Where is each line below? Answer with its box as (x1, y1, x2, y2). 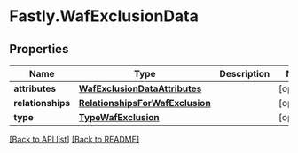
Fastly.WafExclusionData (9, 6, 200, 27)
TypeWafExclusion (78, 111, 160, 123)
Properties (9, 42, 69, 57)
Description (219, 68, 271, 80)
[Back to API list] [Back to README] (9, 134, 140, 144)
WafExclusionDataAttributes (78, 82, 202, 95)
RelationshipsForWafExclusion (78, 97, 211, 109)
